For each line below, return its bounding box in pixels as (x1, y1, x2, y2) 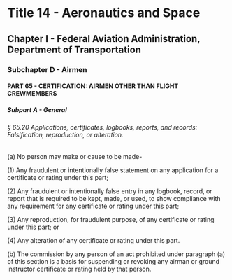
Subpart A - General (7, 105, 68, 113)
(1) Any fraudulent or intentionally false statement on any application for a (7, 166, 219, 174)
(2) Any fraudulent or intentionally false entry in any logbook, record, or (7, 187, 212, 195)
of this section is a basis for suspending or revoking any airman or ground (7, 257, 220, 265)
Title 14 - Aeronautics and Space (7, 5, 201, 21)
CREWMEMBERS (7, 90, 57, 98)
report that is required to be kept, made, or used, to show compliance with (7, 194, 222, 202)
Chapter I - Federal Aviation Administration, (7, 33, 201, 45)
